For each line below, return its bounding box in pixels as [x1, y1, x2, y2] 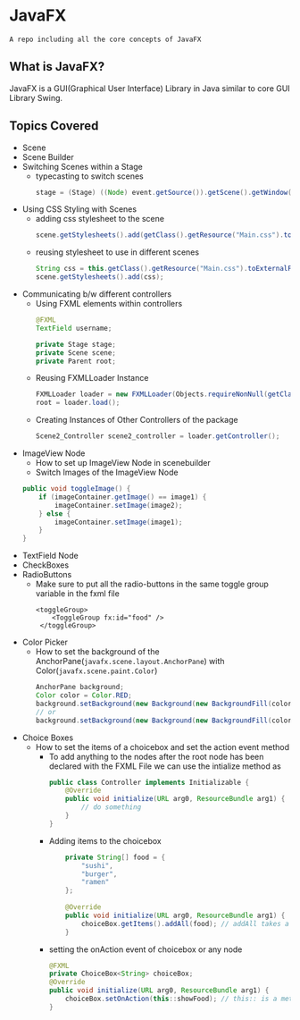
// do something [80, 803, 142, 812]
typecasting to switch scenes [35, 171, 145, 181]
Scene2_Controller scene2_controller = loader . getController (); [35, 432, 280, 441]
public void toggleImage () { [21, 485, 131, 493]
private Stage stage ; [35, 340, 116, 349]
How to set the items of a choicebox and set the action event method [35, 741, 290, 752]
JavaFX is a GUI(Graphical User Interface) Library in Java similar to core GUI [9, 82, 290, 94]
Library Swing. [9, 92, 63, 103]
